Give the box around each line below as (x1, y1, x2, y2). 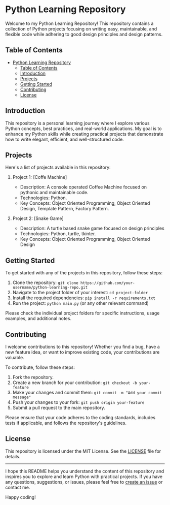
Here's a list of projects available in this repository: (5, 164, 111, 171)
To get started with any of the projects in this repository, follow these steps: (5, 270, 163, 276)
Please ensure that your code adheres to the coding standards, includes (5, 415, 156, 420)
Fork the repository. (12, 374, 54, 380)
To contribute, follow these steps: (5, 364, 75, 370)
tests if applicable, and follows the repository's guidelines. (5, 420, 126, 426)
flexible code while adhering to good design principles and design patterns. (5, 31, 163, 37)
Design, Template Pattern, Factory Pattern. (20, 206, 109, 212)
